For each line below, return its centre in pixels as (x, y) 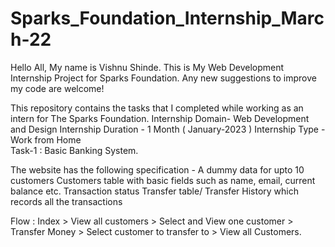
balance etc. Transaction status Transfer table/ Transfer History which (155, 191)
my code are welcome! (57, 88)
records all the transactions (66, 201)
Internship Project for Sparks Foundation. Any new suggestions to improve (163, 78)
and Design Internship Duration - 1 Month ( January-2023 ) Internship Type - (168, 129)
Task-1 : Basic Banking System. (74, 150)
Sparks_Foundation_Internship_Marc (167, 18)
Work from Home (46, 139)
